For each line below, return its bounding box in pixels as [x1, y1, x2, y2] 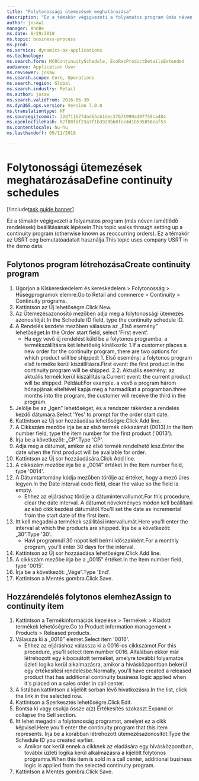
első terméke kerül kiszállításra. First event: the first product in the [24, 360, 184, 367]
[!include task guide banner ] [7, 205, 75, 212]
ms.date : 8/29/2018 [7, 31, 55, 37]
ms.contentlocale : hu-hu [7, 125, 68, 131]
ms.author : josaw [7, 91, 50, 97]
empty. [15, 486, 33, 493]
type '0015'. [15, 562, 44, 569]
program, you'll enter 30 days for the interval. [24, 543, 135, 550]
